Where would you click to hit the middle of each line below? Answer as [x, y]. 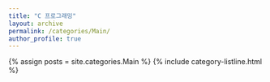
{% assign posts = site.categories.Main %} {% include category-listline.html [135, 62]
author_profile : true [45, 39]
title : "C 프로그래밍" [43, 16]
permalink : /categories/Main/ [60, 31]
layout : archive [36, 24]
